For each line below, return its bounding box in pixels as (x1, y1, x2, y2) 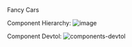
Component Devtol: (7, 32, 62, 40)
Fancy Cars (7, 6, 40, 14)
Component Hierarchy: (7, 19, 72, 27)
